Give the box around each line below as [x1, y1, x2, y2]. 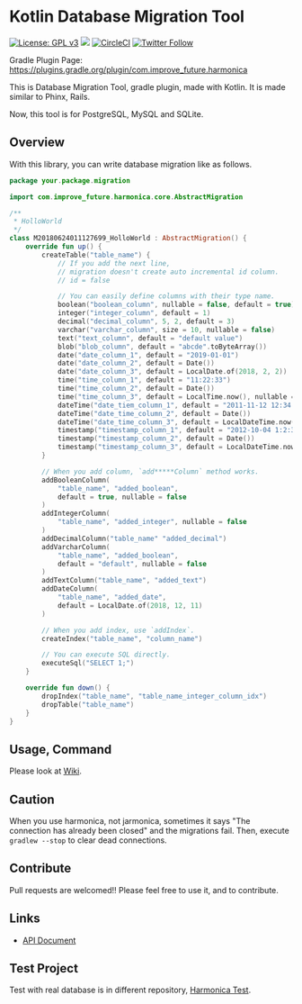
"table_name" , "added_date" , [57, 592, 167, 601]
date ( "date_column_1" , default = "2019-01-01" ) [57, 350, 240, 359]
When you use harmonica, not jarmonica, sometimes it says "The [9, 816, 251, 826]
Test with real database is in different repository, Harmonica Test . [9, 984, 252, 996]
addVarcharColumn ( [41, 542, 111, 551]
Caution [9, 791, 56, 807]
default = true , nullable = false [57, 493, 187, 502]
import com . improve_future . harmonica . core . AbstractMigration [9, 192, 244, 202]
